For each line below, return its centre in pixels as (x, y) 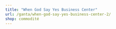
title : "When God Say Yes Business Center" (51, 10)
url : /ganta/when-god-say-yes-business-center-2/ (58, 14)
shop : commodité (22, 19)
